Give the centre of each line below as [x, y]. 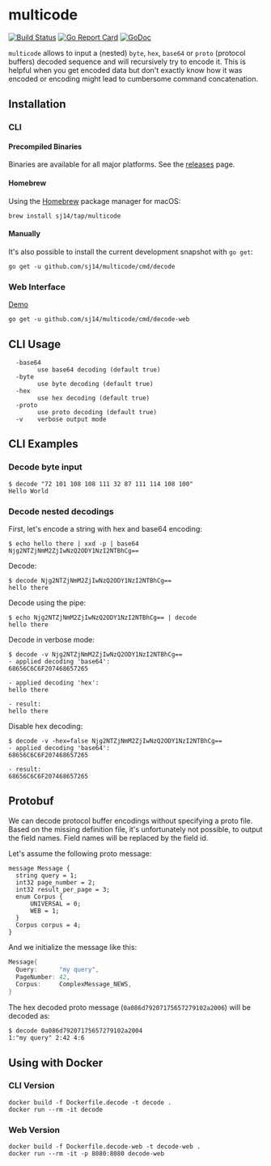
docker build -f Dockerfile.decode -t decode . [90, 1102]
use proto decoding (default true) [97, 412]
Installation [37, 104]
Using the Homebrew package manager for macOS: [95, 201]
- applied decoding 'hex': [54, 683]
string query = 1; [47, 876]
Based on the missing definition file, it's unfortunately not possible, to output [135, 829]
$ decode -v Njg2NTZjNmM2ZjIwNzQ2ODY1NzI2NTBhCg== [95, 654]
